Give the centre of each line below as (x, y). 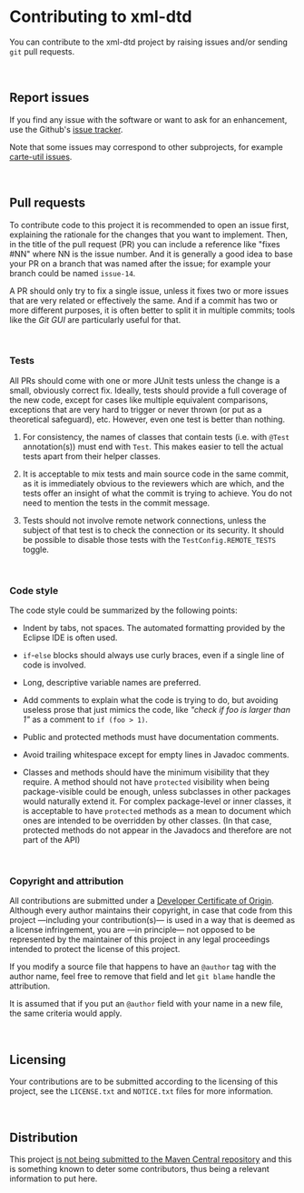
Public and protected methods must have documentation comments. (151, 737)
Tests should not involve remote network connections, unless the (144, 520)
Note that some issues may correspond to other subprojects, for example (146, 146)
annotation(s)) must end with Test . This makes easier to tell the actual (153, 446)
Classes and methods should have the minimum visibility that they (146, 772)
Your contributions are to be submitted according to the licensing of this (144, 1082)
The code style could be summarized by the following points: (123, 610)
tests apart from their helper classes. (91, 456)
